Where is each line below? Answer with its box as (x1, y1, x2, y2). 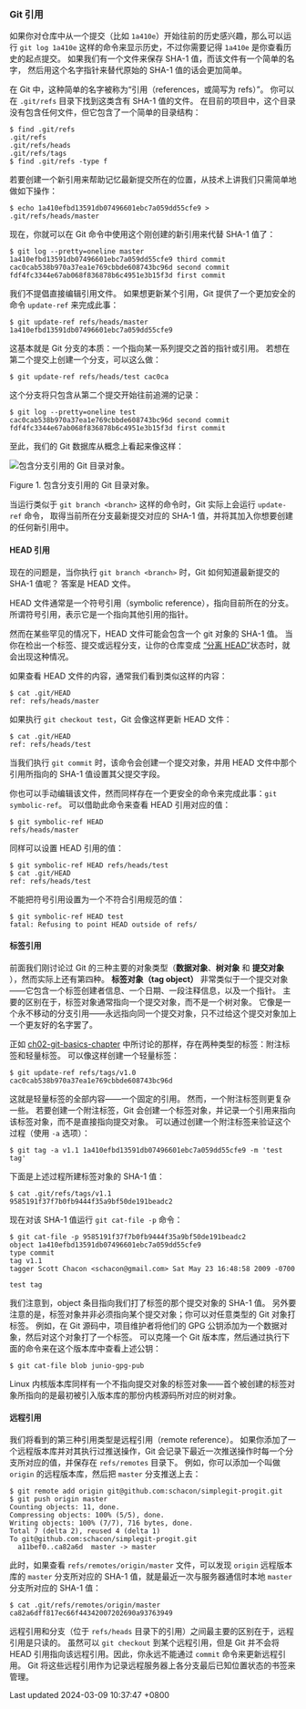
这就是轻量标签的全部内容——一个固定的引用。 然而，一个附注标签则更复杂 (9, 1093, 291, 1104)
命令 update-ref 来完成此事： (9, 299, 119, 311)
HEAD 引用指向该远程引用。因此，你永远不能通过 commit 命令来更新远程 (9, 1648, 279, 1659)
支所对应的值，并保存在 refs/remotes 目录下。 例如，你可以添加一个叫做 (9, 1456, 280, 1467)
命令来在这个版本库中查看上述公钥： (25, 1342, 161, 1353)
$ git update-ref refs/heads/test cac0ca (9, 372, 169, 382)
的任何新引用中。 (9, 522, 74, 533)
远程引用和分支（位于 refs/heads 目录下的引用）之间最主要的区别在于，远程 (9, 1625, 294, 1636)
